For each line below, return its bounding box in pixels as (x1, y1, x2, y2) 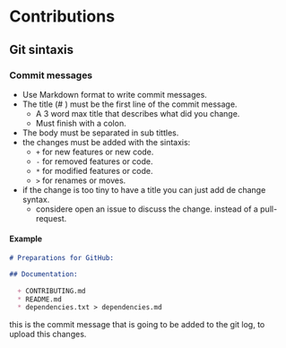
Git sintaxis (9, 42, 74, 57)
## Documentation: (9, 269, 78, 279)
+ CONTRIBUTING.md (17, 286, 87, 295)
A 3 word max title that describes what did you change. (35, 108, 240, 118)
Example (9, 233, 43, 244)
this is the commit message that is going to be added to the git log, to (9, 319, 265, 330)
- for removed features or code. (35, 155, 154, 167)
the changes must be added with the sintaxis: (22, 136, 191, 147)
